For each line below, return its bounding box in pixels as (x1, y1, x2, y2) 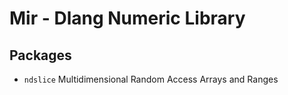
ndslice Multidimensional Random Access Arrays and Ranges (23, 73, 279, 85)
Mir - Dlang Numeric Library (9, 7, 246, 30)
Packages (9, 47, 72, 64)
